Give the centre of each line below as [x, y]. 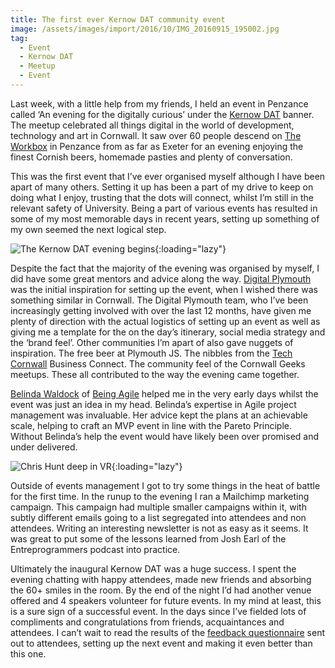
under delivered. [44, 447]
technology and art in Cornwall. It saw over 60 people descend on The [156, 135]
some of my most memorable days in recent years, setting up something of [165, 218]
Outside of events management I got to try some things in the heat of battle [165, 485]
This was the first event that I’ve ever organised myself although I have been [168, 176]
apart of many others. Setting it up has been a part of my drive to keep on [162, 187]
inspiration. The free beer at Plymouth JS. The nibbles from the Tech [151, 353]
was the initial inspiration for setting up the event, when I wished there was [164, 289]
